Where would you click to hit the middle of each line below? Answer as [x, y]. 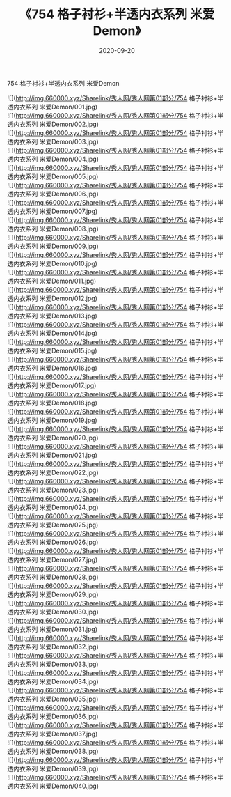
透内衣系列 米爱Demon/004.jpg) [53, 159]
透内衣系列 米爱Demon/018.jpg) [52, 403]
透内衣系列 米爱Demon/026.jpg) [53, 542]
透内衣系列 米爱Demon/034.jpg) [53, 681]
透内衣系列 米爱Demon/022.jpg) [53, 472]
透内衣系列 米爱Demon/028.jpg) [53, 577]
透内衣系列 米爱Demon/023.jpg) [53, 490]
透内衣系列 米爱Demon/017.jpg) [52, 385]
